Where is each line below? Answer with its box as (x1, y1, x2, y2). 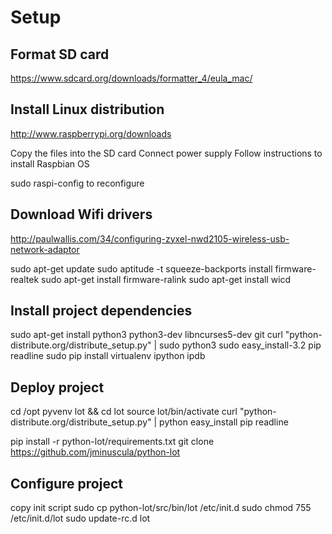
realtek (10, 273, 40, 285)
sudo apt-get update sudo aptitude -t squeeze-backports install (10, 262, 273, 275)
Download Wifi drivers (10, 206, 153, 223)
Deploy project (10, 379, 105, 396)
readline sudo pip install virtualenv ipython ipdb (10, 350, 206, 362)
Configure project (10, 475, 123, 492)
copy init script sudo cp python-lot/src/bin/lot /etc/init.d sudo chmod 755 (10, 502, 312, 514)
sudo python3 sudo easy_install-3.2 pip (159, 339, 322, 351)
